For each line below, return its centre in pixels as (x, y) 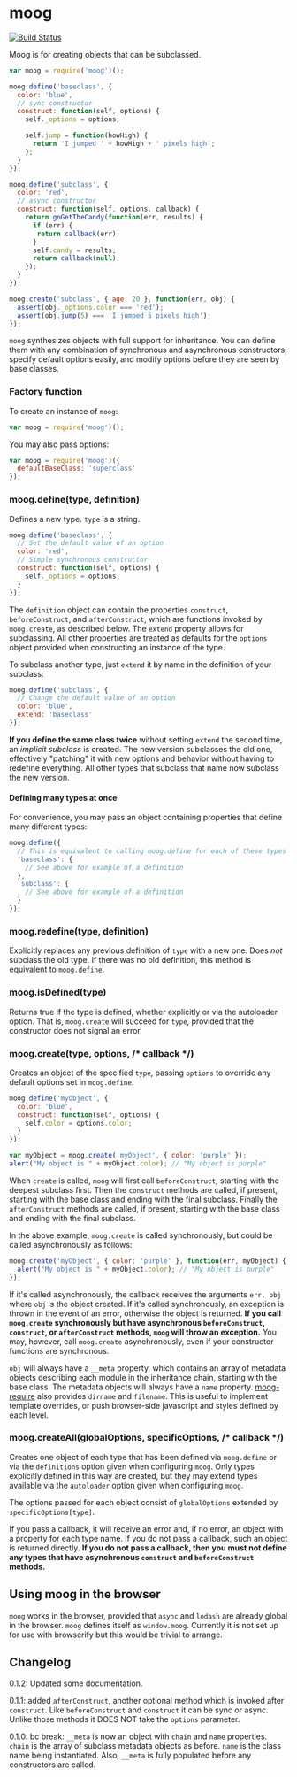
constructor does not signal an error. (76, 1030)
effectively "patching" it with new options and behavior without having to (142, 758)
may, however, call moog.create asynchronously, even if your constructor (141, 1341)
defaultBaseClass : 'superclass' (77, 469)
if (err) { (53, 225)
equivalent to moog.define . (57, 969)
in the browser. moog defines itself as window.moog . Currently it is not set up (144, 1625)
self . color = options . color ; (79, 1123)
